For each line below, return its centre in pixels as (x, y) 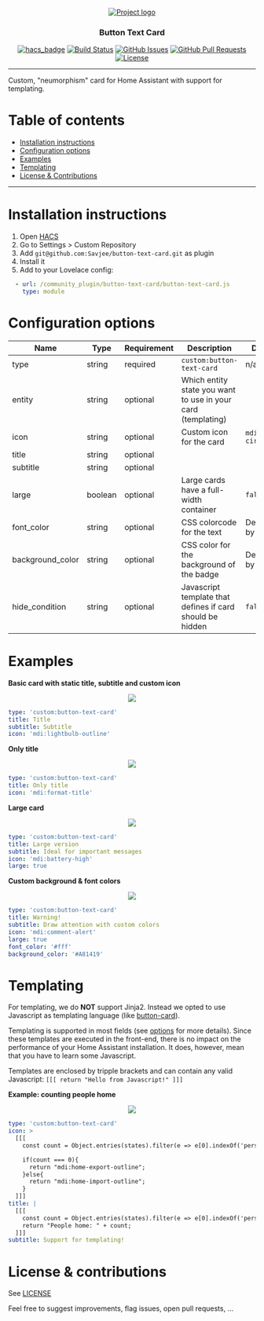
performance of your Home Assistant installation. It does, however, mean (126, 1048)
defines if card (208, 606)
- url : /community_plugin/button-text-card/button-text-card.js (123, 284)
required (140, 364)
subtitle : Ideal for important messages (75, 851)
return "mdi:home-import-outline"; (87, 1182)
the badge (200, 574)
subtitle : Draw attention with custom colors (84, 925)
